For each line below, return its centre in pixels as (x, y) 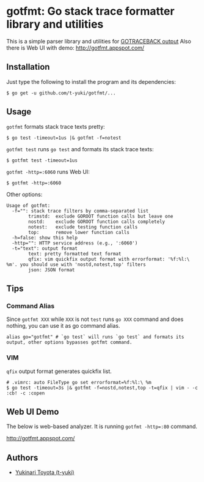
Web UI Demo (33, 412)
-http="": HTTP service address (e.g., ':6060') (75, 243)
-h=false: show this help (45, 238)
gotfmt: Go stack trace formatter (91, 11)
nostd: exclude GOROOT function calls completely (97, 222)
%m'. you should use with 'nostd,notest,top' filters (76, 265)
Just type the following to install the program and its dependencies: (91, 81)
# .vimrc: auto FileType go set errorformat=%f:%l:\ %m (79, 382)
